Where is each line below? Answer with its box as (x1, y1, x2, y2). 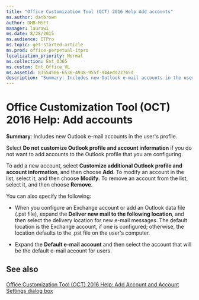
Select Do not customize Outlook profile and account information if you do (6, 144, 192, 151)
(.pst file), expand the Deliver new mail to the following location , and (14, 210, 185, 217)
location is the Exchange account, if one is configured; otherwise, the (14, 223, 185, 230)
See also (6, 264, 38, 274)
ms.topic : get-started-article (6, 42, 84, 48)
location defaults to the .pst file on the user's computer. (14, 229, 150, 236)
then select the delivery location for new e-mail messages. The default (14, 217, 188, 224)
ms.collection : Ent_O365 (6, 58, 68, 64)
